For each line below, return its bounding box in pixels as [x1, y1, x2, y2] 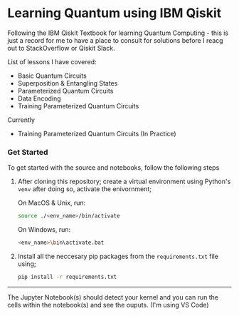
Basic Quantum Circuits [17, 71, 87, 80]
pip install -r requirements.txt [17, 273, 117, 280]
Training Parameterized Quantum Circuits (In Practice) [17, 129, 176, 138]
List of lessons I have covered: [7, 57, 97, 66]
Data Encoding [17, 94, 62, 103]
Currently [7, 116, 36, 124]
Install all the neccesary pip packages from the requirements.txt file [17, 252, 219, 260]
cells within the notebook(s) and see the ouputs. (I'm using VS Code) [7, 300, 209, 309]
